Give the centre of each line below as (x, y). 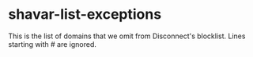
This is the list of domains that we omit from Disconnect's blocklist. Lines (127, 36)
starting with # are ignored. (53, 44)
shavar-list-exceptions (85, 14)
